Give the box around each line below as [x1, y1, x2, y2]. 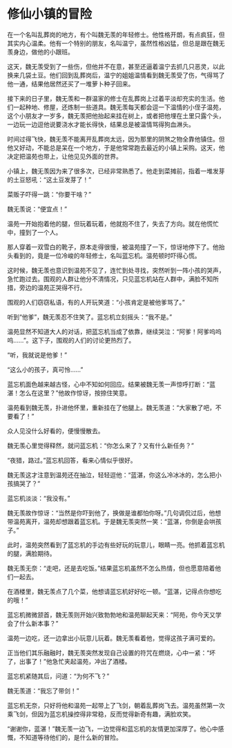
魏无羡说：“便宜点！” [7, 204, 68, 213]
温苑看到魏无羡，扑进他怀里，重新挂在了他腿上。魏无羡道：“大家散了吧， [7, 403, 216, 412]
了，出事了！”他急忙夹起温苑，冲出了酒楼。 [7, 657, 131, 665]
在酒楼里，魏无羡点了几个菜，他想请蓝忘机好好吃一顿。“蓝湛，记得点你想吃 [7, 587, 222, 595]
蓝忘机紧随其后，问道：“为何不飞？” [7, 671, 110, 680]
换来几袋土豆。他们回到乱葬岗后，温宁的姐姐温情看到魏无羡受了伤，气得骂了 [7, 70, 225, 79]
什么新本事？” [19, 619, 59, 627]
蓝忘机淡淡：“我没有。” [7, 494, 70, 502]
